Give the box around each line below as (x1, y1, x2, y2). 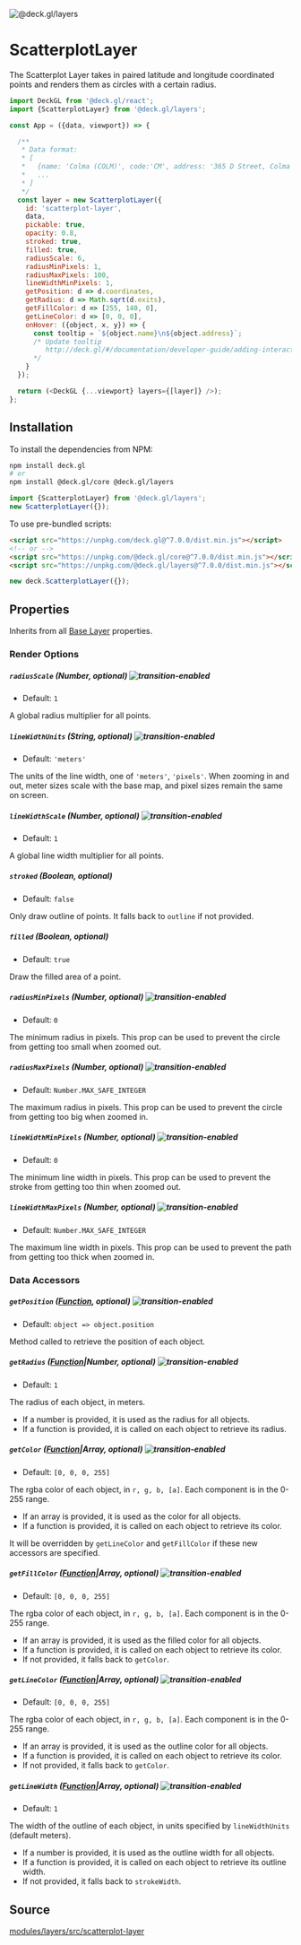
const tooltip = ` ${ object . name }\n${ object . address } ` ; (32, 328, 243, 338)
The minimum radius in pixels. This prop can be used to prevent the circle (9, 1031, 280, 1042)
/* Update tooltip (32, 337, 102, 346)
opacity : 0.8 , (25, 229, 78, 238)
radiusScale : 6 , (25, 254, 87, 263)
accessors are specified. (9, 1547, 100, 1558)
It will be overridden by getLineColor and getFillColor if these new (9, 1538, 258, 1549)
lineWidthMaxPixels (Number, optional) (9, 1202, 156, 1212)
